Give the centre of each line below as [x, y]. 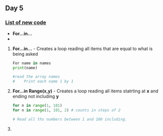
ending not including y [36, 96]
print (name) [25, 68]
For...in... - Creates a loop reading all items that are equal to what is [83, 48]
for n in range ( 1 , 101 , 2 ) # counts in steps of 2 [66, 110]
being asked [25, 54]
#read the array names [36, 77]
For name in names [32, 63]
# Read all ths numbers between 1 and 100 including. [70, 119]
